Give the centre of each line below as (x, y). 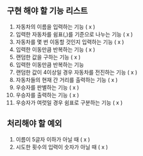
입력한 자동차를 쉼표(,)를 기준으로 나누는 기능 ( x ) (74, 34)
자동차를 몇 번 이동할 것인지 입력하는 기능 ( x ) (70, 42)
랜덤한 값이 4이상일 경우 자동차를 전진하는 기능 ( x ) (76, 72)
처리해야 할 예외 (35, 124)
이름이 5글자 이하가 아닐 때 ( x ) (53, 139)
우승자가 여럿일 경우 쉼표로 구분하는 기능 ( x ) (69, 103)
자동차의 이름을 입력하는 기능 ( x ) (55, 27)
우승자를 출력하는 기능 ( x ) (47, 95)
